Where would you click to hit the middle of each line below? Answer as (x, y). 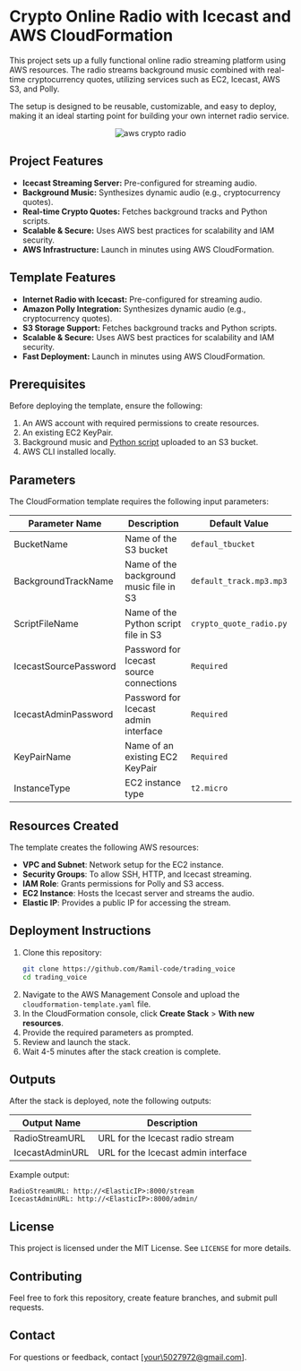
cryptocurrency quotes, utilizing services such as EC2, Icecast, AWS (154, 79)
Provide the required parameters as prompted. (108, 1033)
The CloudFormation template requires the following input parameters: (139, 501)
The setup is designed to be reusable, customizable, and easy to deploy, (143, 106)
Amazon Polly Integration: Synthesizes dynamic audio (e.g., (134, 308)
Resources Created (64, 826)
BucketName (41, 544)
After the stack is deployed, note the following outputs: (111, 1101)
